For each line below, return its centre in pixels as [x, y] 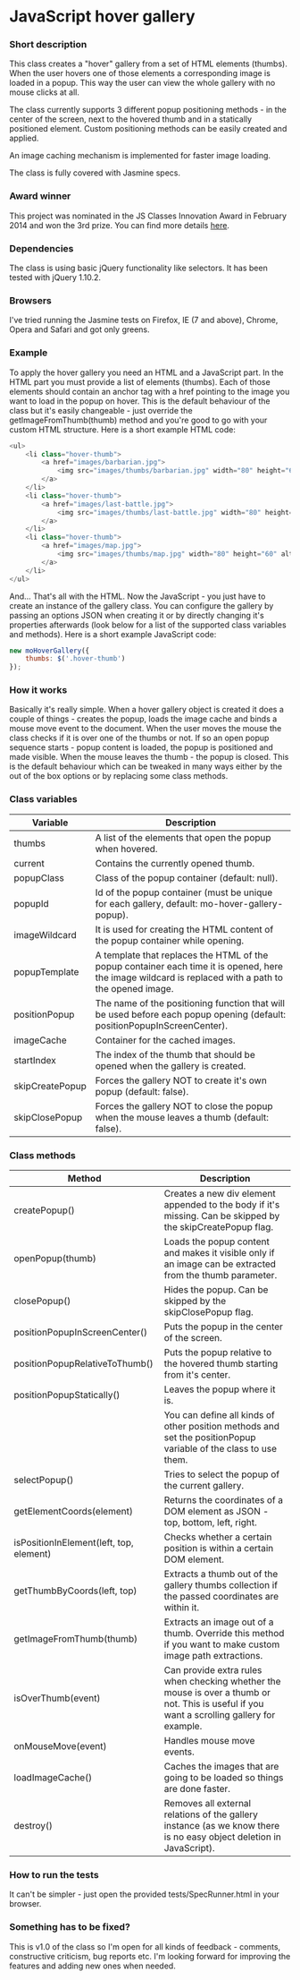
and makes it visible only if [219, 1253]
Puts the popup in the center [224, 1327]
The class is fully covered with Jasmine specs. [95, 173]
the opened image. [134, 988]
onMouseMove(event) [60, 1746]
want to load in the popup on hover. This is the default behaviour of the [140, 401]
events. [179, 1752]
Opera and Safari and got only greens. [79, 329]
